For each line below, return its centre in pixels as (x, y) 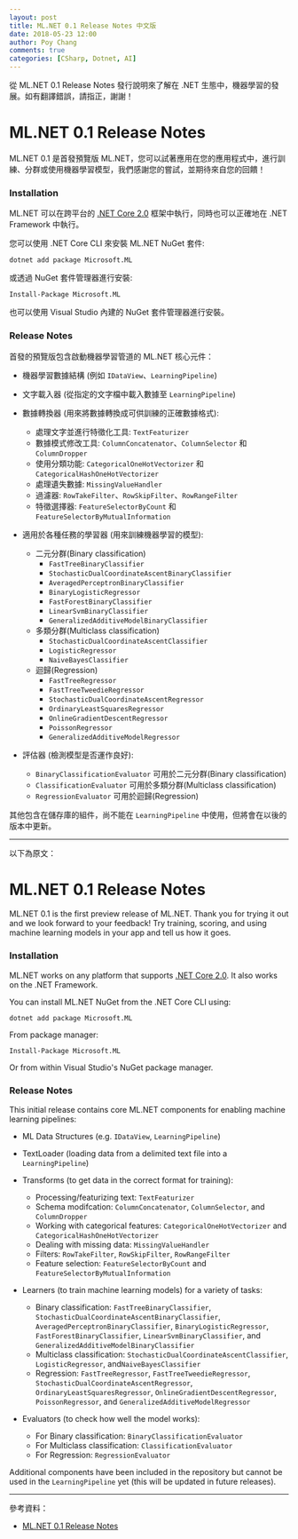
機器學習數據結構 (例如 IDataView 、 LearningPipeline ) (119, 375)
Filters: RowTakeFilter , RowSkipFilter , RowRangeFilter (133, 1254)
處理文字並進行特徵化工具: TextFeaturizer (112, 432)
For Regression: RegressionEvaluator (103, 1455)
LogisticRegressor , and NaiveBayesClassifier (118, 1364)
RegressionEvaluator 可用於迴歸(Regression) (117, 796)
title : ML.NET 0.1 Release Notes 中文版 (83, 26)
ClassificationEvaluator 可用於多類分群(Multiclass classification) (156, 785)
